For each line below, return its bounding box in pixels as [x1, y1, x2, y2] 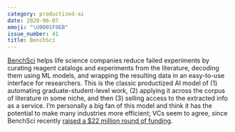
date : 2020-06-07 [7, 17, 59, 24]
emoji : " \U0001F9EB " [7, 23, 69, 31]
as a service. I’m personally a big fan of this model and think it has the [7, 101, 212, 110]
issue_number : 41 [7, 30, 59, 38]
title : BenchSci [7, 37, 56, 44]
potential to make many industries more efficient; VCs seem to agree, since [7, 109, 228, 118]
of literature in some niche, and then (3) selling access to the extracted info [7, 94, 228, 103]
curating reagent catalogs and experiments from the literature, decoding [7, 64, 219, 72]
